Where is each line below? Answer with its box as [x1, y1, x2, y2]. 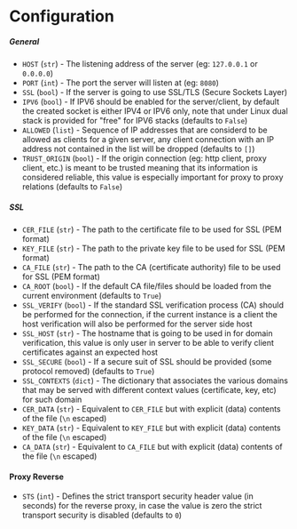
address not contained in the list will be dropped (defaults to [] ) [21, 144, 255, 155]
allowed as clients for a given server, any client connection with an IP [21, 134, 275, 145]
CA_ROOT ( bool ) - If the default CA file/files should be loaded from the [21, 281, 272, 292]
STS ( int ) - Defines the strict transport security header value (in [21, 491, 254, 501]
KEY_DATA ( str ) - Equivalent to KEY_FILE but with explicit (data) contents [21, 422, 281, 433]
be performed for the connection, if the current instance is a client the [21, 309, 277, 320]
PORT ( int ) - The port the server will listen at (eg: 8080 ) [21, 77, 220, 88]
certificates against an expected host [21, 347, 158, 357]
